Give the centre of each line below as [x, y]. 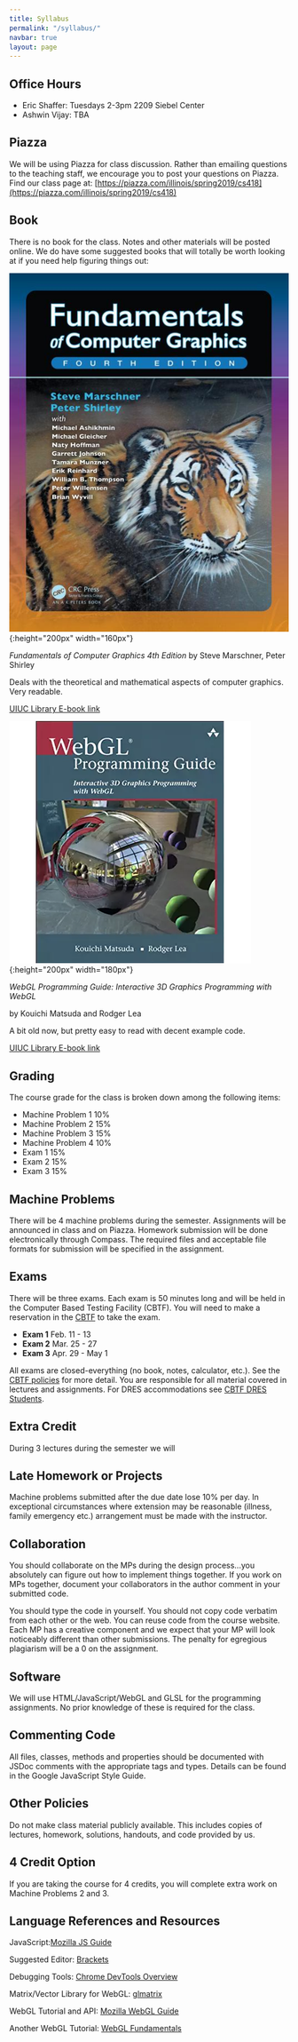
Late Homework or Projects [86, 1476]
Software [35, 1677]
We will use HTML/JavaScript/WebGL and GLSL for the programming [135, 1698]
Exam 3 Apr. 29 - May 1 [65, 1353]
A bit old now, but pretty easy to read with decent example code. [127, 1031]
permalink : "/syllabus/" [55, 28]
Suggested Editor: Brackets [59, 1959]
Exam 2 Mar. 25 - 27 [59, 1343]
